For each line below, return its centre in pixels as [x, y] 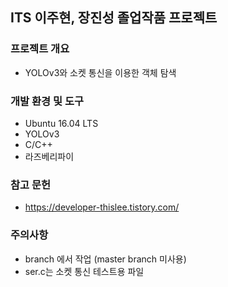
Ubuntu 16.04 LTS [61, 123]
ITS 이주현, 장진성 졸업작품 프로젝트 [114, 18]
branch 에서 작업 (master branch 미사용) [105, 259]
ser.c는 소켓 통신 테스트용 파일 [84, 271]
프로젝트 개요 [40, 49]
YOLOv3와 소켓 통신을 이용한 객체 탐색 [100, 72]
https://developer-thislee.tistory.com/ [102, 207]
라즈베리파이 [49, 156]
